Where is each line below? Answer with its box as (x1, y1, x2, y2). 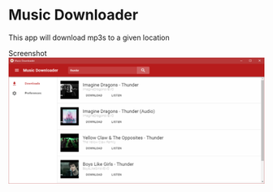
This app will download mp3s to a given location (8, 33, 171, 42)
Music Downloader (8, 6, 139, 24)
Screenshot (8, 48, 47, 58)
